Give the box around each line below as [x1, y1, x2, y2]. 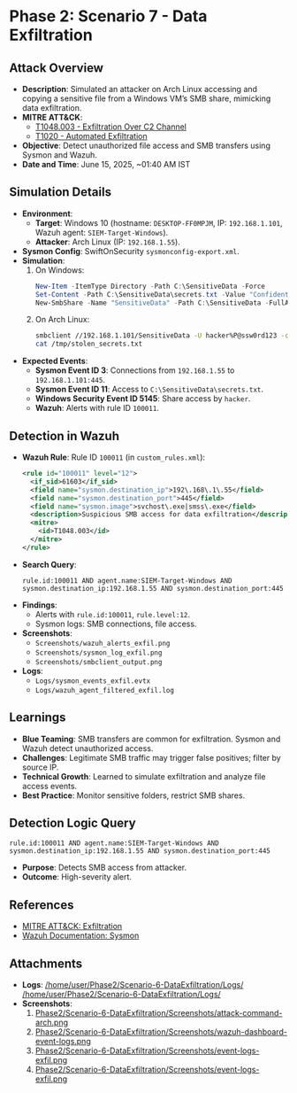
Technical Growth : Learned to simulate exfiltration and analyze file [21, 771, 266, 781]
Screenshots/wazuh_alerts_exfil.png [34, 639, 171, 647]
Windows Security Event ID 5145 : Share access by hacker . [34, 393, 251, 404]
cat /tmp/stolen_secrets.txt [34, 339, 143, 349]
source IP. [21, 762, 59, 772]
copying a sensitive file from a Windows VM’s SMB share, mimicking [21, 93, 271, 104]
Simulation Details [9, 184, 112, 200]
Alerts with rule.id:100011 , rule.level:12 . [34, 609, 191, 619]
